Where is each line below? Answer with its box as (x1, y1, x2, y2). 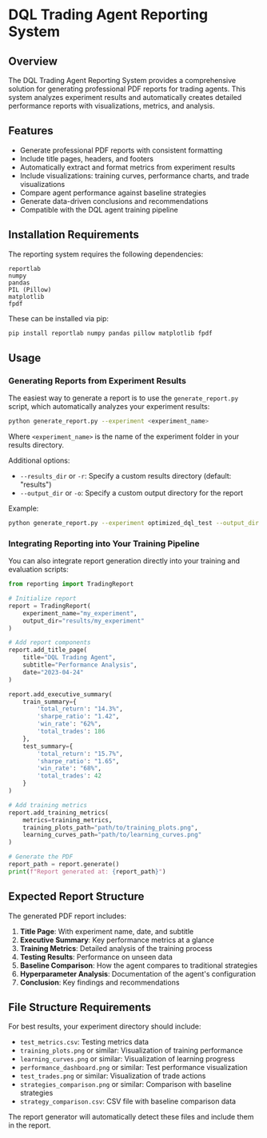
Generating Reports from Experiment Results (8, 375, 186, 386)
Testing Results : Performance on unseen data (19, 952, 173, 961)
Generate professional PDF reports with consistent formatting (19, 145, 223, 155)
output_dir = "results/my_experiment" (22, 617, 145, 625)
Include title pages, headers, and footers (19, 153, 154, 163)
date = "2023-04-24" (22, 668, 84, 676)
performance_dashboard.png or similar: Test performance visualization (19, 1063, 248, 1072)
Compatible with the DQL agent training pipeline (19, 205, 178, 214)
